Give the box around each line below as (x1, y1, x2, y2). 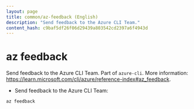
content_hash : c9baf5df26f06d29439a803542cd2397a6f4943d (6, 25, 148, 31)
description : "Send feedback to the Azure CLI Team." (6, 19, 141, 25)
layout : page (6, 8, 38, 15)
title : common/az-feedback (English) (6, 14, 98, 20)
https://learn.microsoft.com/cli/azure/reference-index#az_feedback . (6, 76, 171, 83)
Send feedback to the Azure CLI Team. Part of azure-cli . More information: (6, 70, 189, 77)
